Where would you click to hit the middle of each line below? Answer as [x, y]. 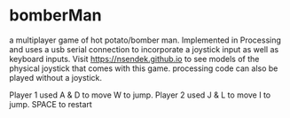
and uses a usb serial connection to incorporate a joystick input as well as [144, 49]
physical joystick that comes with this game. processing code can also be [144, 68]
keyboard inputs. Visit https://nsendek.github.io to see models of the [134, 59]
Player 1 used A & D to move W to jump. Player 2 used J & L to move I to [140, 95]
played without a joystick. [56, 77]
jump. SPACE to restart [51, 104]
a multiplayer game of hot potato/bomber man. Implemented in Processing [145, 40]
